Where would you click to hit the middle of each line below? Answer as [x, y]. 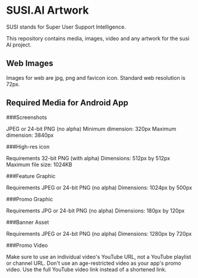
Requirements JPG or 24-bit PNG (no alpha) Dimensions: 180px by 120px [95, 210]
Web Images [30, 63]
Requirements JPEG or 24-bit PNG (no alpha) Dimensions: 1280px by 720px [99, 233]
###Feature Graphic [31, 176]
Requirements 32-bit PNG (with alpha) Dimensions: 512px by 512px [88, 158]
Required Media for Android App [67, 103]
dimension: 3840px [30, 135]
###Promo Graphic [30, 199]
